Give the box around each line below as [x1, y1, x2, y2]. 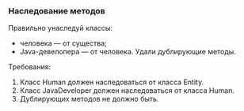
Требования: [8, 62, 51, 72]
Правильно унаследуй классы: [8, 24, 113, 33]
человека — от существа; [19, 39, 107, 48]
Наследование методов [8, 6, 105, 17]
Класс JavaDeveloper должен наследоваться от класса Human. [19, 86, 235, 95]
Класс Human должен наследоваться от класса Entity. [19, 77, 204, 87]
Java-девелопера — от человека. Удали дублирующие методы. [19, 47, 236, 57]
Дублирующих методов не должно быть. [19, 94, 159, 104]
